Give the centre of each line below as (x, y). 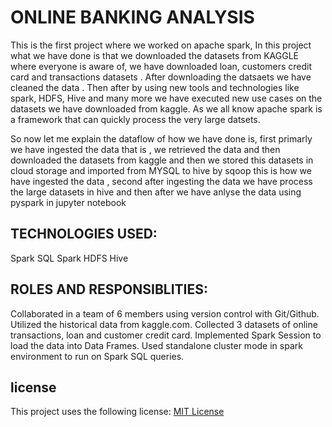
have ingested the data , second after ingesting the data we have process (161, 181)
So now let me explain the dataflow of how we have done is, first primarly (161, 138)
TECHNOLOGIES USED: (84, 234)
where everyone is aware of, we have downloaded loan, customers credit (161, 66)
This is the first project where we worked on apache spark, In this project (161, 45)
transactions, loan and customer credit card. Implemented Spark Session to (166, 335)
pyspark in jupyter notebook (68, 202)
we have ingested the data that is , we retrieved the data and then (145, 149)
